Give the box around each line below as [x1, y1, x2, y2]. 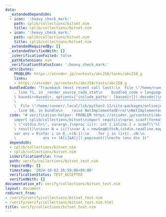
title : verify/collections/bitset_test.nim [5, 204, 96, 210]
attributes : [9, 67, 35, 72]
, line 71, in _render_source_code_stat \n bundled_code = [14, 90, 142, 95]
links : [14, 76, 28, 81]
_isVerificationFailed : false [9, 53, 72, 58]
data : [5, 7, 16, 12]
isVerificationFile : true [9, 154, 63, 159]
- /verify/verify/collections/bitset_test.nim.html [5, 200, 114, 205]
